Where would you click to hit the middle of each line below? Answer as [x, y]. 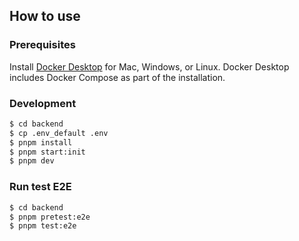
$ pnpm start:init [47, 152]
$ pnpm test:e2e [43, 226]
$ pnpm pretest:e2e [50, 217]
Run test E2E [40, 187]
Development [43, 103]
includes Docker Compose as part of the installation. [117, 77]
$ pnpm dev [32, 161]
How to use [45, 16]
